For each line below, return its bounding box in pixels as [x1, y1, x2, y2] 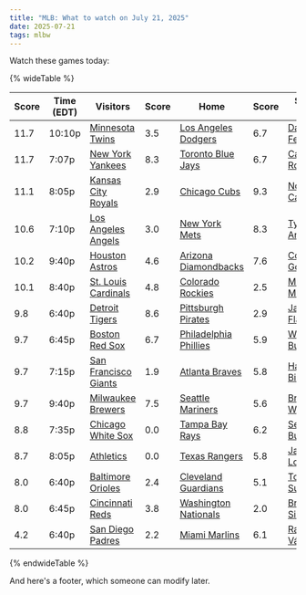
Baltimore [89, 471, 131, 484]
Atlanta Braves [179, 366, 242, 379]
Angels [89, 235, 120, 247]
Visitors [95, 100, 130, 113]
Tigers [89, 313, 117, 326]
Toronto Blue [179, 148, 235, 161]
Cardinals [89, 287, 130, 299]
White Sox [89, 430, 134, 443]
